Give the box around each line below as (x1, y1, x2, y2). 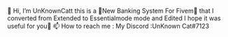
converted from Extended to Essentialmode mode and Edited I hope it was (7, 14, 222, 22)
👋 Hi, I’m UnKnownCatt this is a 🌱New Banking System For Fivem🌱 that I (7, 7, 215, 15)
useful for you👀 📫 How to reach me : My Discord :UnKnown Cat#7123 (7, 22, 210, 30)
